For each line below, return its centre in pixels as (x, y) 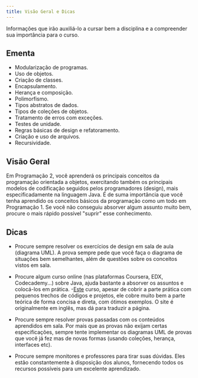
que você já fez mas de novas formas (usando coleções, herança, (95, 338)
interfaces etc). (33, 345)
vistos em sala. (33, 265)
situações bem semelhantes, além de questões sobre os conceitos (96, 259)
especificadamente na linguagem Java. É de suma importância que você (95, 195)
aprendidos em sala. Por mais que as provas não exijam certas (91, 326)
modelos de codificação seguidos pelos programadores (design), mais (92, 188)
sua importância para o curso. (43, 35)
